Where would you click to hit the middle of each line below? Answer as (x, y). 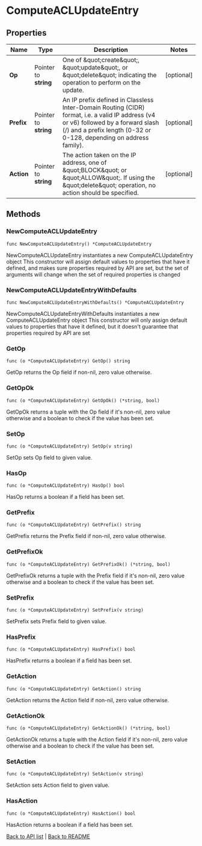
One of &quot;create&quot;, (101, 60)
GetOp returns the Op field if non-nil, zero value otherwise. (79, 373)
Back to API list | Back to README (48, 836)
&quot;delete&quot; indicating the (109, 75)
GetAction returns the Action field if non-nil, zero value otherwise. (88, 700)
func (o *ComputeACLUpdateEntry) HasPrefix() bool (71, 650)
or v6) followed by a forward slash (111, 123)
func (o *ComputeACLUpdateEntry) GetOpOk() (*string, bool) (83, 400)
